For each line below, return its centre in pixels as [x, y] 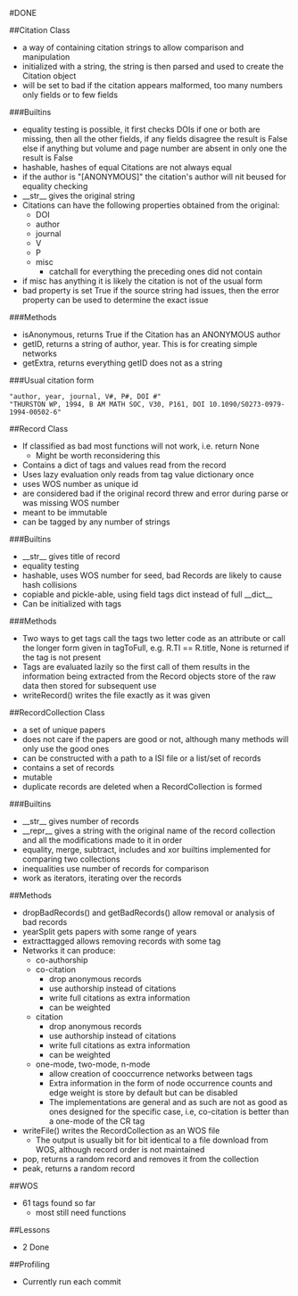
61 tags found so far [59, 1203]
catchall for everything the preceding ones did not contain [156, 272]
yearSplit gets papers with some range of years [109, 932]
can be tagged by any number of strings [96, 522]
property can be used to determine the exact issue [115, 300]
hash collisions [50, 585]
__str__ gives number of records [81, 821]
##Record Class [39, 429]
